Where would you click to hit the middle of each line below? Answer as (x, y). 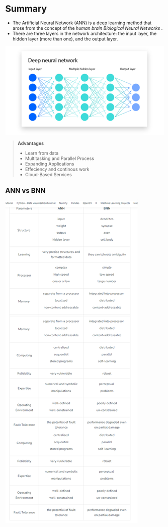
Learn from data (42, 153)
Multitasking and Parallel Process (60, 159)
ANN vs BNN (25, 191)
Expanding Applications (50, 164)
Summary (26, 9)
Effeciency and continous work (57, 169)
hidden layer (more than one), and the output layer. (65, 39)
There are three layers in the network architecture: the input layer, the (85, 33)
